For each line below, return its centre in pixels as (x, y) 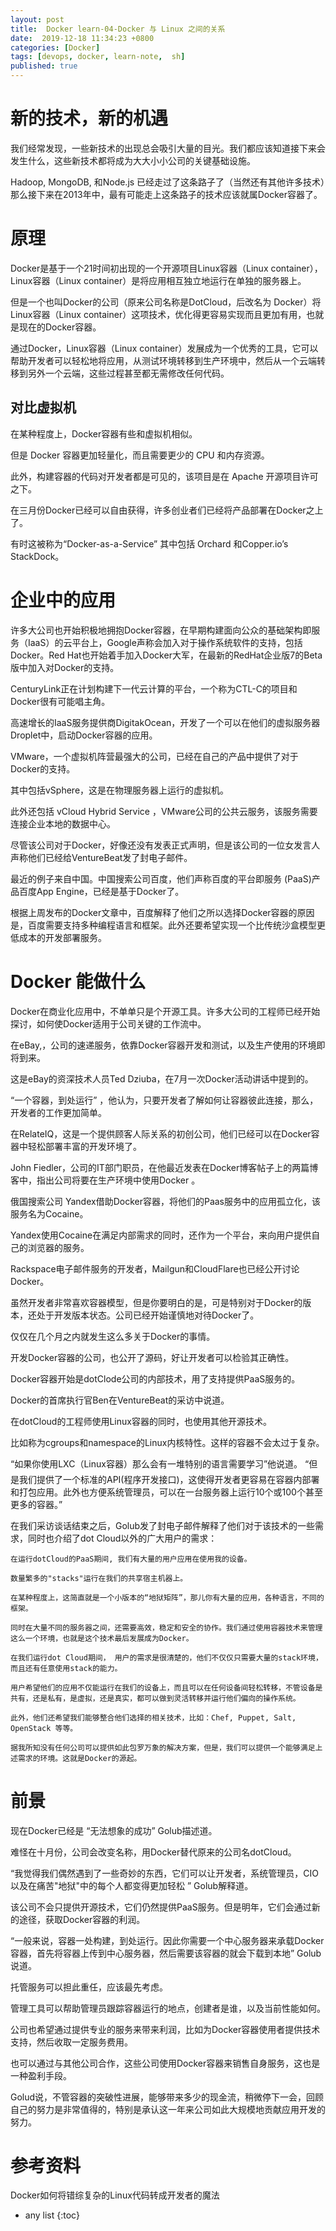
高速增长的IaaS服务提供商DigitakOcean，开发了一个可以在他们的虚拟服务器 (165, 722)
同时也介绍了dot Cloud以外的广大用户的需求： (122, 1538)
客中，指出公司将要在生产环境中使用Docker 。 (105, 1180)
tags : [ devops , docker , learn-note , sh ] (98, 57)
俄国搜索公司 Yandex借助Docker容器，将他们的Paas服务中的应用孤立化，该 (165, 1201)
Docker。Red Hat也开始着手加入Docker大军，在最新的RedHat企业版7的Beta (166, 655)
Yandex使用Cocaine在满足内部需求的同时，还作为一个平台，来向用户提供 (161, 1235)
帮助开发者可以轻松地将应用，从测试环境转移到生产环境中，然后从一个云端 (163, 360)
